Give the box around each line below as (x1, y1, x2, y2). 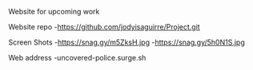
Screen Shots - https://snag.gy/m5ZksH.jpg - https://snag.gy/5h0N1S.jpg (8, 37, 246, 47)
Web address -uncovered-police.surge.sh (8, 53, 147, 62)
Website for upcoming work (8, 7, 100, 16)
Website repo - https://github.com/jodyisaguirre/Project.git (8, 22, 200, 31)
